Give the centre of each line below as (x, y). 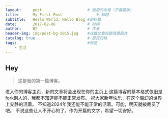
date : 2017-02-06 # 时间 (52, 24)
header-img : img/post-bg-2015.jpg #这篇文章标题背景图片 (66, 33)
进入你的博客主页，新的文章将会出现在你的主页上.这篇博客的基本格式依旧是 (84, 92)
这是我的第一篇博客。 (40, 81)
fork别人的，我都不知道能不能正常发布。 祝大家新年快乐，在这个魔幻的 (79, 98)
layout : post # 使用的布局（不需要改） (69, 10)
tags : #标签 (51, 43)
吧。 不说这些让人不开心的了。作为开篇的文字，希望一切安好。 (71, 111)
